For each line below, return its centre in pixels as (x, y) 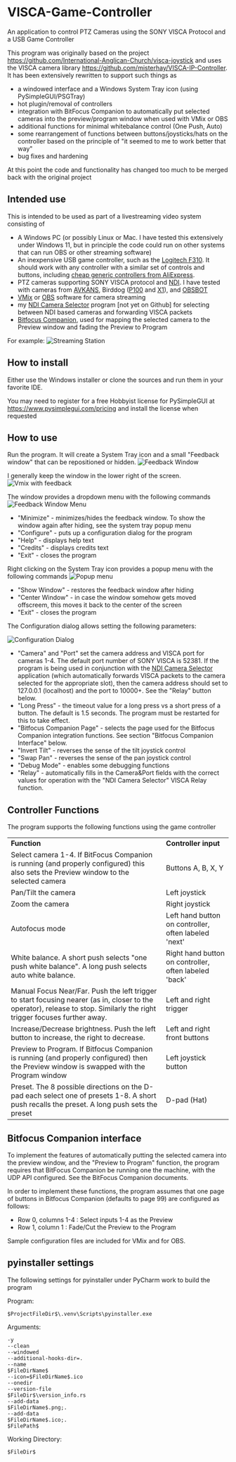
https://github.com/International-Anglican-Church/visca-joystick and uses (114, 60)
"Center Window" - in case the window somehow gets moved (107, 598)
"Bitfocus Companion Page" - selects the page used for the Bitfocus (116, 728)
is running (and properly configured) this (78, 864)
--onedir (20, 1383)
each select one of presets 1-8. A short (91, 1096)
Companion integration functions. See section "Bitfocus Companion (116, 736)
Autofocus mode (38, 929)
